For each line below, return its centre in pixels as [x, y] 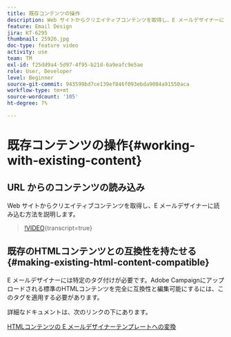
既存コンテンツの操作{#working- [101, 146]
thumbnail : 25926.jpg [38, 39]
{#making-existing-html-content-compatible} [108, 263]
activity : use [28, 52]
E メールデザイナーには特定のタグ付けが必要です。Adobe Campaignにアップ [116, 280]
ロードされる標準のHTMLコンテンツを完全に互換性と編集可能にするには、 [113, 288]
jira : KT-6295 [28, 33]
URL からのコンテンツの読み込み [76, 188]
